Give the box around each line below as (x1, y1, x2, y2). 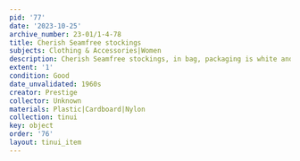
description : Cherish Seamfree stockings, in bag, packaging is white (9, 55, 278, 64)
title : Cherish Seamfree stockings (9, 38, 142, 47)
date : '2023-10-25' (9, 21, 82, 30)
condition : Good (9, 72, 70, 80)
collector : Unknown (9, 96, 82, 106)
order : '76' (9, 130, 54, 139)
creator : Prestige (9, 88, 78, 97)
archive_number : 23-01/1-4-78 (9, 30, 122, 38)
